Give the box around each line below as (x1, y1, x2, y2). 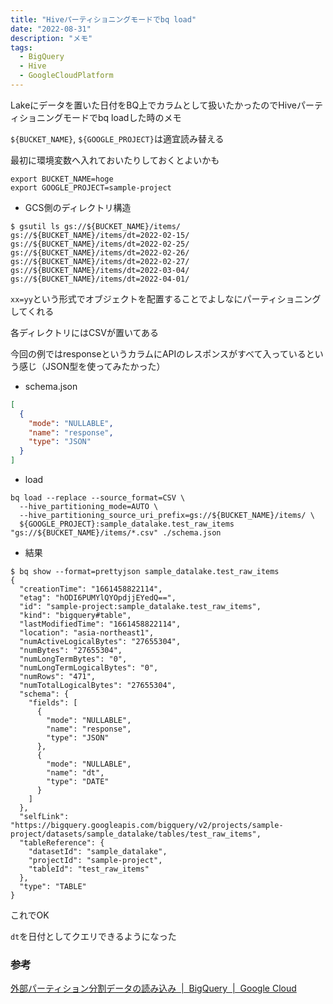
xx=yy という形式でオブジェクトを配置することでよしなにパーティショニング (10, 292, 322, 305)
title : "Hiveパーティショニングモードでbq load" (10, 14, 197, 25)
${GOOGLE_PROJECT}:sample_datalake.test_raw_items (19, 519, 235, 529)
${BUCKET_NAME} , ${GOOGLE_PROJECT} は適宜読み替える (10, 132, 225, 145)
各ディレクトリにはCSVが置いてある (10, 326, 160, 338)
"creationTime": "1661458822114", (19, 584, 163, 594)
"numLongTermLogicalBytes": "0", (19, 663, 159, 673)
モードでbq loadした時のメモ (62, 111, 182, 123)
